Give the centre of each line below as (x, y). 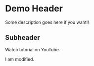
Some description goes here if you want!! (47, 22)
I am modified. (20, 59)
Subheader (23, 38)
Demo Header (34, 9)
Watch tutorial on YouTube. (33, 49)
